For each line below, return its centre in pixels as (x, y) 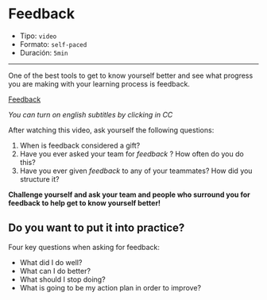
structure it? (39, 179)
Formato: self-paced (53, 44)
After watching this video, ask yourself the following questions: (111, 130)
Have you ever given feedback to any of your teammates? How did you (136, 171)
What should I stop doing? (62, 279)
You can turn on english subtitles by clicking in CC (91, 114)
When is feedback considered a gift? (80, 145)
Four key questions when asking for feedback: (84, 247)
